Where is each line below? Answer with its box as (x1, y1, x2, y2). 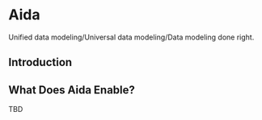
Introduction (8, 56, 73, 69)
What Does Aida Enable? (8, 83, 136, 97)
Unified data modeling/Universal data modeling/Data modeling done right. (8, 32, 255, 42)
